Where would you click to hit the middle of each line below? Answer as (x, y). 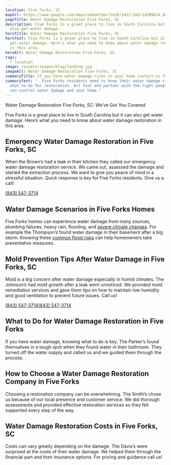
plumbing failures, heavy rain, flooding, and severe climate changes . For (81, 227)
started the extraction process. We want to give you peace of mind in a (80, 172)
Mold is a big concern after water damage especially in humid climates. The (85, 279)
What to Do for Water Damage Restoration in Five (84, 321)
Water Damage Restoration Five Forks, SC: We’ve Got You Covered (76, 105)
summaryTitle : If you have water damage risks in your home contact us (83, 76)
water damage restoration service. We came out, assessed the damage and (84, 167)
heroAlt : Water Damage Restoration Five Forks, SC (60, 52)
